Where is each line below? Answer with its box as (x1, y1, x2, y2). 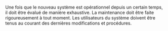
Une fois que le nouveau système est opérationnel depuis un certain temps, (5, 4, 163, 10)
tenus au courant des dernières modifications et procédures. (5, 20, 132, 26)
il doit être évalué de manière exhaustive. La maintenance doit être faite (5, 9, 154, 15)
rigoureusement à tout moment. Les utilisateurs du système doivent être (5, 15, 156, 20)
